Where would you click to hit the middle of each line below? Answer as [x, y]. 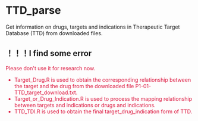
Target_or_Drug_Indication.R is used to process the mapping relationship [103, 98]
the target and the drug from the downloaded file [74, 86]
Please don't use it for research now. [51, 68]
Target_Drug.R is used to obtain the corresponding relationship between [103, 80]
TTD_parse [33, 10]
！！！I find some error [49, 53]
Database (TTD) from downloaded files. [54, 33]
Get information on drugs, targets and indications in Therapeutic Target [93, 27]
